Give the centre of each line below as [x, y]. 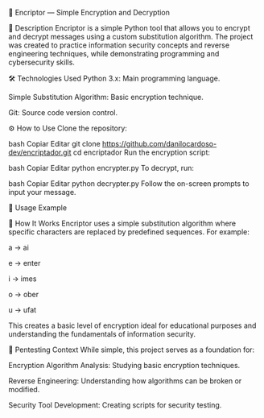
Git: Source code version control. [63, 112]
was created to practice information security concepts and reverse [119, 45]
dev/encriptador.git [40, 152]
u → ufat [23, 310]
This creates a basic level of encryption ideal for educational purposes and [132, 325]
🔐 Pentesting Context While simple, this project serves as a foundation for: [132, 350]
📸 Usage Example [37, 208]
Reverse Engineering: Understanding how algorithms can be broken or [125, 381]
